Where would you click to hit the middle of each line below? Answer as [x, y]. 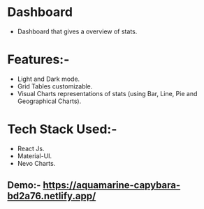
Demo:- [24, 185]
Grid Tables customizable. [55, 86]
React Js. [31, 148]
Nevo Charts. [36, 163]
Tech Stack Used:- [62, 129]
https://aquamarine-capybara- [112, 185]
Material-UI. [35, 156]
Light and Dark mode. [49, 79]
